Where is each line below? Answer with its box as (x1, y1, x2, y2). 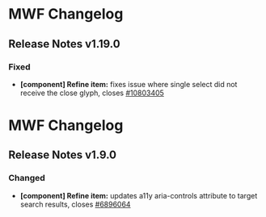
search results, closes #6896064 (19, 199, 131, 209)
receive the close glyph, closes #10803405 (19, 88, 164, 98)
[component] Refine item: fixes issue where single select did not (19, 79, 238, 89)
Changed (8, 173, 46, 184)
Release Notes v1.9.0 (8, 148, 117, 162)
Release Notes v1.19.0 (8, 37, 120, 51)
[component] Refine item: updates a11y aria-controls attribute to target (19, 190, 258, 200)
